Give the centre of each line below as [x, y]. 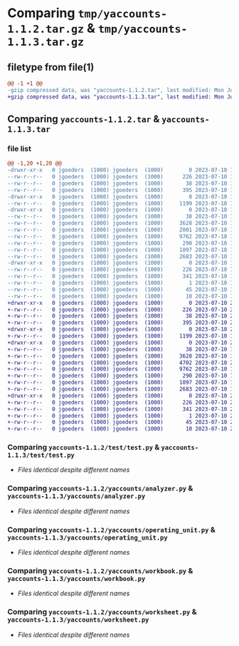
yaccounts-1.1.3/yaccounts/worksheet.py [78, 620]
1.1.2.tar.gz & [52, 28]
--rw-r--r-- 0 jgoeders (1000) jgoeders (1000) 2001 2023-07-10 [117, 230]
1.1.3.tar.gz [46, 42]
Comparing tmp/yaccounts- [87, 13]
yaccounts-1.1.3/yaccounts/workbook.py [76, 579]
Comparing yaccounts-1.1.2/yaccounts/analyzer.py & [100, 488]
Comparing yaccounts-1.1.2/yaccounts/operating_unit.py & [111, 530]
